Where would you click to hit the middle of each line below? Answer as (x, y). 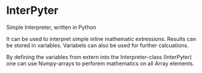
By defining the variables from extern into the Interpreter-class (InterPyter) (99, 57)
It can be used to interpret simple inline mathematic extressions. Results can (101, 39)
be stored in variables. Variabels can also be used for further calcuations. (98, 45)
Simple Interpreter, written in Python (51, 27)
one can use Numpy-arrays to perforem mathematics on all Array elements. (100, 63)
